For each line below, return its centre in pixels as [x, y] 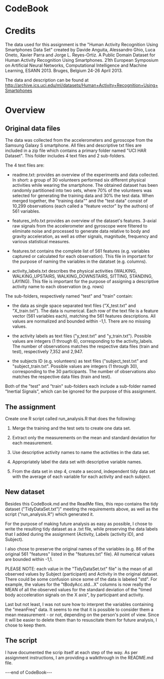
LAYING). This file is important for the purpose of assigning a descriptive [85, 281]
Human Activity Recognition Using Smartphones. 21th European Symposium [82, 60]
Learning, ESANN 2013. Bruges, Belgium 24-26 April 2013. [64, 71]
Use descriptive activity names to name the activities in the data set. [81, 452]
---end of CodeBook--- [29, 672]
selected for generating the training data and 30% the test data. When [83, 196]
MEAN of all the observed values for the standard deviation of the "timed [78, 589]
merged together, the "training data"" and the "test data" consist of [80, 201]
